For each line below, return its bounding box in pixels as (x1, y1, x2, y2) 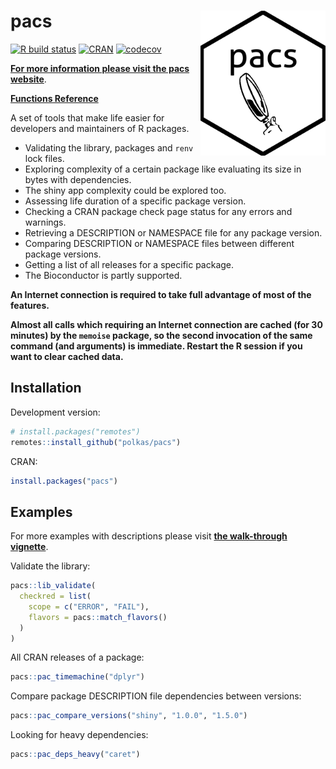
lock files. (24, 152, 65, 164)
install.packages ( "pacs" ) (10, 476, 118, 486)
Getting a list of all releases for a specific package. (24, 258, 235, 270)
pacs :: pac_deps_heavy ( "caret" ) (10, 750, 141, 760)
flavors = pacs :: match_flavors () (28, 612, 168, 622)
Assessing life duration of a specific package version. (24, 195, 247, 207)
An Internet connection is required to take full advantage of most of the (10, 288, 312, 300)
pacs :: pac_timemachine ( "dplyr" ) (10, 672, 145, 682)
